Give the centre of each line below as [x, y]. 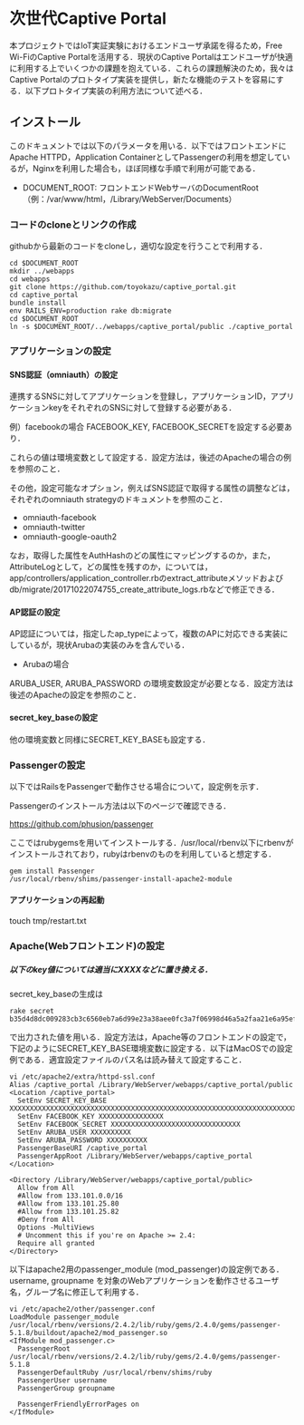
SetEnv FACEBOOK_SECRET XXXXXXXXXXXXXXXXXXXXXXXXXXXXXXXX [129, 1124]
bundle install [38, 303]
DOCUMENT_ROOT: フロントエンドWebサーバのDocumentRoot [141, 188]
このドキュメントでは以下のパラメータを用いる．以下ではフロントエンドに [148, 145]
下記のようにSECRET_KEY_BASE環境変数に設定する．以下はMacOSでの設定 [151, 1048]
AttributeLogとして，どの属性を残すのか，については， [111, 567]
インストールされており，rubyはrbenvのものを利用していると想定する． [143, 854]
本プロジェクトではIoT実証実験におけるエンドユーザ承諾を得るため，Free [146, 45]
